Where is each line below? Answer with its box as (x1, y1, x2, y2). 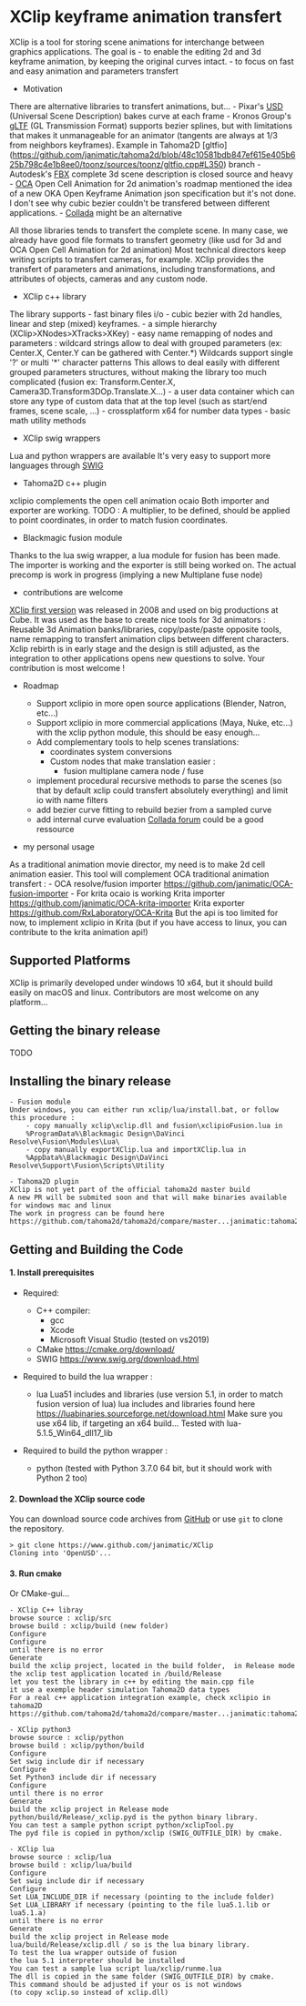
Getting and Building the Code (9, 1241, 184, 1258)
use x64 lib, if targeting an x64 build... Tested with (36, 1418, 225, 1429)
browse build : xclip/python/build (9, 1741, 145, 1750)
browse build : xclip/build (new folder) (9, 1622, 169, 1631)
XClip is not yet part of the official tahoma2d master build (9, 1186, 250, 1195)
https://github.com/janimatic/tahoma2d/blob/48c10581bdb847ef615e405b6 (12, 148, 296, 160)
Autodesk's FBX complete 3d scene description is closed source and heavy (9, 168, 293, 179)
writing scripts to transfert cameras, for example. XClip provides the (9, 253, 264, 265)
